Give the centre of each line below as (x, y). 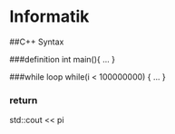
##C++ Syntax (37, 42)
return (24, 100)
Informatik (49, 17)
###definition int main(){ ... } (63, 59)
